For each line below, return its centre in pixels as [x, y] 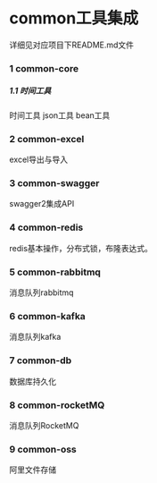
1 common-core [44, 68]
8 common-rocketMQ [57, 405]
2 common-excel [47, 139]
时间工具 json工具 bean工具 [60, 115]
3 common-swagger [54, 183]
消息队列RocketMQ [44, 425]
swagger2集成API [42, 204]
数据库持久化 [33, 381]
